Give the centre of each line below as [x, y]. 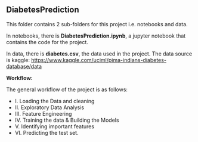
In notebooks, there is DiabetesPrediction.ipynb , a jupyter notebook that [96, 36]
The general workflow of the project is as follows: [67, 89]
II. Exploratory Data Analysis [49, 107]
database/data [24, 66]
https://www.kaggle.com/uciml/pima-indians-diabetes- [99, 60]
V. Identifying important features [54, 126]
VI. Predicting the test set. [47, 132]
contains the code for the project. [47, 42]
